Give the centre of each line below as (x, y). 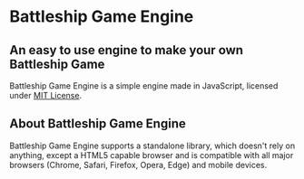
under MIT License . (46, 95)
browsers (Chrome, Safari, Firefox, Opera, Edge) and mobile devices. (138, 165)
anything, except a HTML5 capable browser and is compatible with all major (152, 155)
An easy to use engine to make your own (126, 50)
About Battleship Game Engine (98, 124)
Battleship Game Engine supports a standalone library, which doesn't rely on (152, 146)
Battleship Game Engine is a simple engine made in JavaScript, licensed (144, 86)
